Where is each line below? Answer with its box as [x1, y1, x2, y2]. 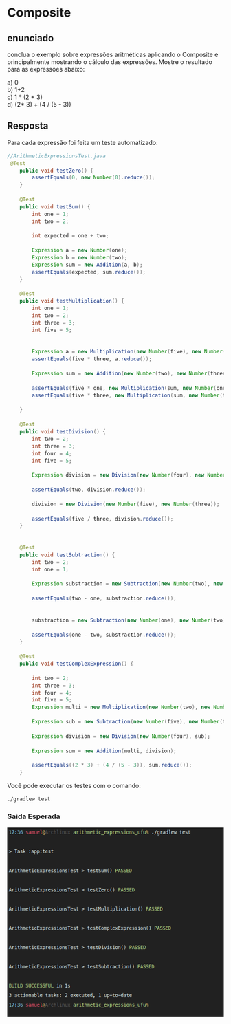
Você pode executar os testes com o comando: [7, 782, 141, 790]
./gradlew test [7, 796, 51, 803]
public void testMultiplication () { [19, 298, 125, 305]
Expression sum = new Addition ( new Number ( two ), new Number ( [32, 370, 211, 378]
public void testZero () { [19, 167, 94, 174]
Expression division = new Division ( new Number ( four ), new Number [32, 472, 226, 479]
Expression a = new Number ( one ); [32, 247, 128, 254]
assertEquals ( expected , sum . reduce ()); [32, 268, 146, 276]
